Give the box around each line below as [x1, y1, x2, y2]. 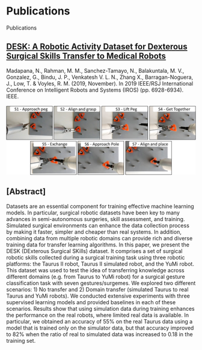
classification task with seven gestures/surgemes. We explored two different [6, 279, 196, 287]
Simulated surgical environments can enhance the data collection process [6, 222, 189, 229]
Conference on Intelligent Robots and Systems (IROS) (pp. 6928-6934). [6, 86, 184, 93]
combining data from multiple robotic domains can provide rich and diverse [6, 234, 193, 242]
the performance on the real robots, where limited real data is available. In [6, 311, 189, 319]
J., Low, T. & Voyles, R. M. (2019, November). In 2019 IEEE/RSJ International [6, 80, 194, 87]
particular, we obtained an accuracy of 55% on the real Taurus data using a [6, 317, 193, 325]
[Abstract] [6, 187, 46, 197]
